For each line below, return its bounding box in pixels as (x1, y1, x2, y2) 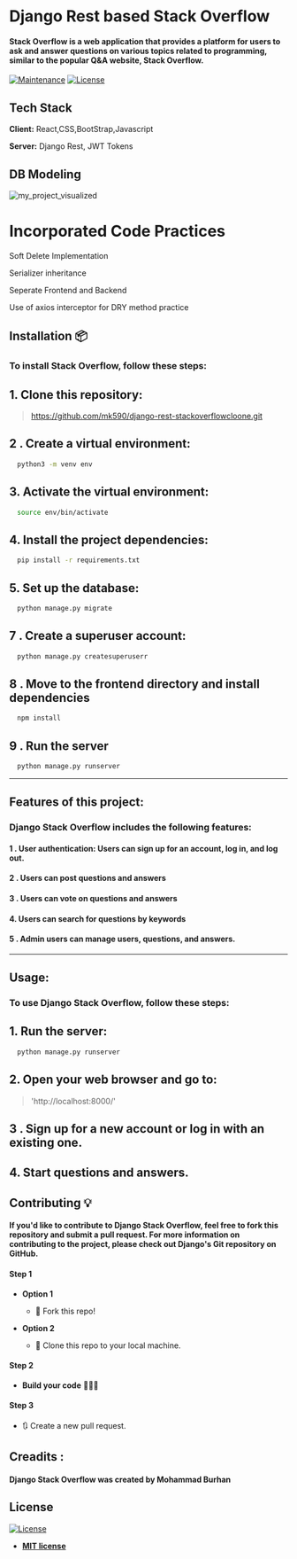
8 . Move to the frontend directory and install (9, 676, 261, 691)
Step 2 (9, 1360, 34, 1371)
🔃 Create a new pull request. (21, 1420, 126, 1430)
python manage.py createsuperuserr (17, 651, 148, 661)
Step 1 (9, 1268, 33, 1279)
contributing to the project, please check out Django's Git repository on (9, 1239, 277, 1250)
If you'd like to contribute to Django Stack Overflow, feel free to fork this (9, 1220, 278, 1231)
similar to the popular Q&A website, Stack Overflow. (9, 55, 204, 66)
